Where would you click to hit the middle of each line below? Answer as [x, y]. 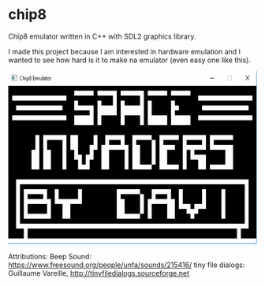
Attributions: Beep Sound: [50, 256]
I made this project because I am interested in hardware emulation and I [125, 51]
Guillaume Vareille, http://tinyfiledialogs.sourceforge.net [99, 273]
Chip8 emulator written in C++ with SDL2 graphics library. [102, 36]
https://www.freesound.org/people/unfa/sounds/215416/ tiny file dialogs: [127, 265]
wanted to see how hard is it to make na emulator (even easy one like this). [129, 60]
